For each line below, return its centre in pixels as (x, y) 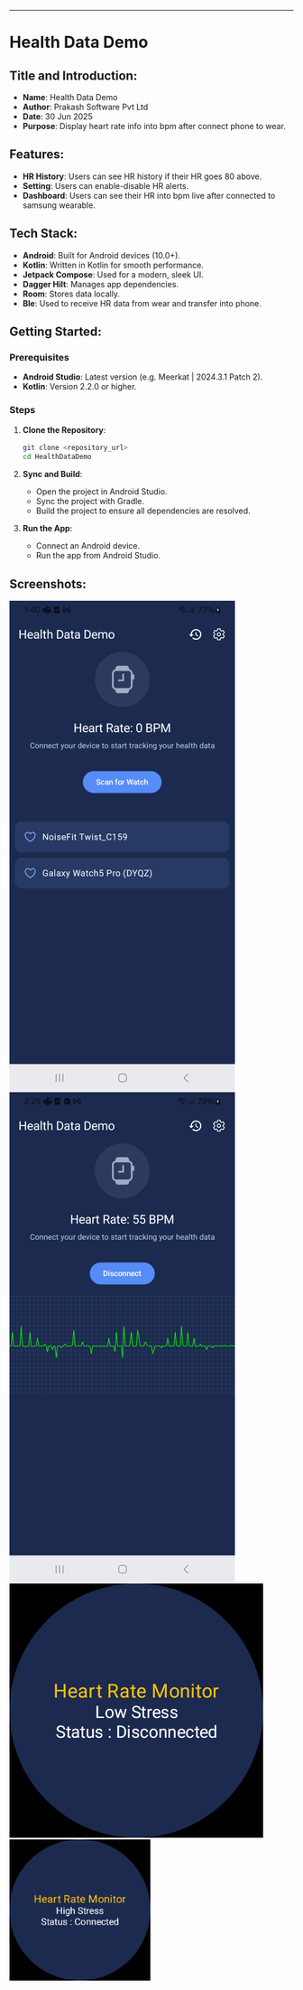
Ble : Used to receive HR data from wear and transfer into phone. (142, 303)
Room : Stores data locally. (71, 294)
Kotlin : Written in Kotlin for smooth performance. (113, 265)
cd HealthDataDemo (57, 457)
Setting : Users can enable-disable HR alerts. (106, 185)
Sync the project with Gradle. (90, 502)
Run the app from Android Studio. (98, 556)
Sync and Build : (52, 474)
